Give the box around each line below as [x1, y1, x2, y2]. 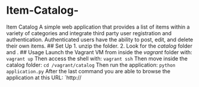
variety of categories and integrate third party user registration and [6, 29, 172, 36]
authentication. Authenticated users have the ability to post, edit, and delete [6, 36, 194, 43]
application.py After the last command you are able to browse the [6, 67, 171, 74]
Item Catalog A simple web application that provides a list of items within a [6, 23, 190, 30]
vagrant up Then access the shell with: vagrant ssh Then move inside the [6, 55, 188, 62]
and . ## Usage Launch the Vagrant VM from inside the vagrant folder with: [6, 48, 193, 55]
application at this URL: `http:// [6, 74, 82, 81]
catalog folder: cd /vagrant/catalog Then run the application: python [6, 61, 176, 69]
